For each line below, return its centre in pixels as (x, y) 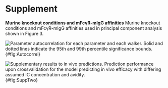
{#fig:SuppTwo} (21, 80)
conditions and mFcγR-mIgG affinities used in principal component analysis (84, 28)
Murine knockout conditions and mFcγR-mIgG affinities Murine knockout (83, 23)
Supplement (32, 9)
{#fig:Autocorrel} (23, 54)
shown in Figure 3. (24, 33)
